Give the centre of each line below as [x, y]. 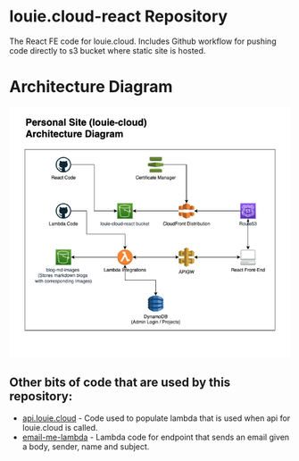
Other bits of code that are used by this [120, 383]
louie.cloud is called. [60, 427]
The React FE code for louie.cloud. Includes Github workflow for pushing [143, 41]
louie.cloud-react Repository [119, 17]
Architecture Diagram [91, 87]
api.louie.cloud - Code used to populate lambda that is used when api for [156, 418]
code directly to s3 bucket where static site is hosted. [108, 50]
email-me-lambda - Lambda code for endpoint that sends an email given [156, 437]
